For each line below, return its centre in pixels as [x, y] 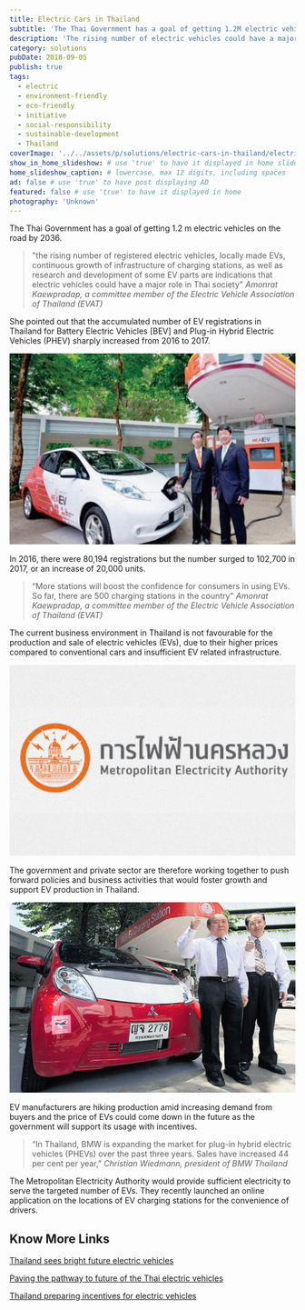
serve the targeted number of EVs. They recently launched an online [137, 1191]
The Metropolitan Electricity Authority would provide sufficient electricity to [150, 1181]
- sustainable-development [69, 135]
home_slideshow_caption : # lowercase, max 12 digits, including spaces [148, 173]
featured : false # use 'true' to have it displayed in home [126, 192]
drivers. [24, 1210]
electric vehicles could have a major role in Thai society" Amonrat [155, 285]
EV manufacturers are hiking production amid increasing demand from [141, 1107]
